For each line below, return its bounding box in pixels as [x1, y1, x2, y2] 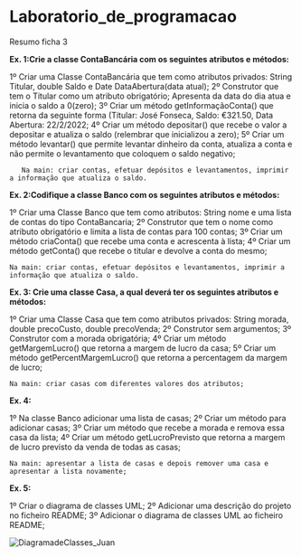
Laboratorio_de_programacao [9, 6, 238, 27]
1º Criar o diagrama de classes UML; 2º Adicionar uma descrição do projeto [9, 500, 292, 511]
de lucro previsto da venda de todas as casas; [9, 441, 181, 452]
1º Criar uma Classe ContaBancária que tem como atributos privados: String [9, 71, 293, 82]
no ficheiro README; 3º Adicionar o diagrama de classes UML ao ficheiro [9, 509, 283, 521]
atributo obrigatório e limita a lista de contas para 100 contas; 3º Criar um [9, 226, 283, 237]
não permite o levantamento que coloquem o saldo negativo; [9, 147, 236, 159]
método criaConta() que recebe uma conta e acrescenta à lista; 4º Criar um [9, 235, 291, 246]
